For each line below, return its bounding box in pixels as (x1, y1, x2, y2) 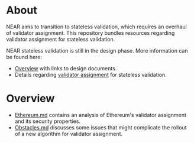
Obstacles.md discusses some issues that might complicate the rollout (14, 123, 187, 131)
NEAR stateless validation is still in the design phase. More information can (6, 47, 188, 54)
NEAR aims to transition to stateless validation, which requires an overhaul (6, 23, 187, 30)
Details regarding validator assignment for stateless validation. (14, 71, 167, 78)
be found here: (6, 53, 43, 60)
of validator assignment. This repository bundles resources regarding (6, 29, 175, 36)
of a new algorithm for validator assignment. (14, 130, 123, 137)
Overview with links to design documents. (14, 64, 117, 71)
